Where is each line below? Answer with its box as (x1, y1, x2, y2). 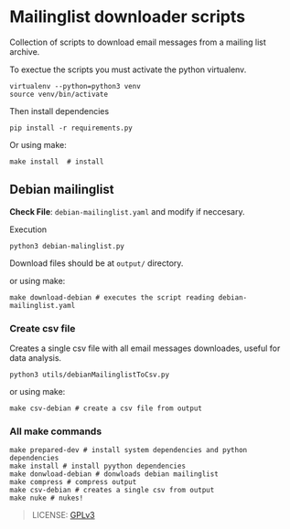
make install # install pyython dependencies (9, 461, 186, 471)
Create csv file (9, 322, 76, 334)
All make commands (9, 425, 102, 438)
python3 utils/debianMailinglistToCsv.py (9, 370, 170, 380)
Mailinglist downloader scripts (9, 6, 245, 27)
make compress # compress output (9, 478, 137, 487)
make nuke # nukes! (9, 493, 84, 503)
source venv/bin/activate (9, 90, 108, 99)
